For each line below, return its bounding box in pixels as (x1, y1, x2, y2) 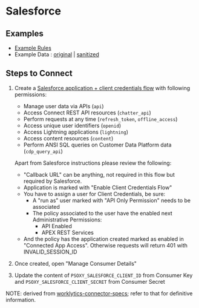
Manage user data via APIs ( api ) (23, 102, 104, 110)
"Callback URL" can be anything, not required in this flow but (23, 171, 175, 178)
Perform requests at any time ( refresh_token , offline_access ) (23, 115, 178, 122)
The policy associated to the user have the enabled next (32, 209, 173, 217)
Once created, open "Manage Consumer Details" (14, 260, 137, 267)
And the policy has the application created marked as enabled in (23, 235, 184, 243)
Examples (5, 28, 44, 39)
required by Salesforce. (23, 177, 82, 185)
